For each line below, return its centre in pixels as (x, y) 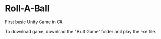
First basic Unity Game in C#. (35, 22)
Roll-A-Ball (27, 9)
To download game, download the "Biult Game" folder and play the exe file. (80, 31)
